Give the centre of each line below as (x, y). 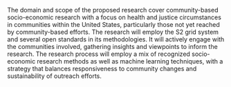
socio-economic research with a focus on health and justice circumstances (114, 17)
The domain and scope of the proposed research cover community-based (113, 10)
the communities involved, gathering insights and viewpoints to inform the (112, 47)
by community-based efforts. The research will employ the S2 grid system (113, 32)
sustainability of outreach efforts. (54, 76)
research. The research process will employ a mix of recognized (99, 54)
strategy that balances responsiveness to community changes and (102, 69)
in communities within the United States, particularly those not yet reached (113, 25)
